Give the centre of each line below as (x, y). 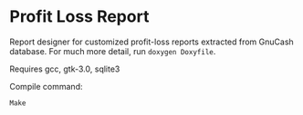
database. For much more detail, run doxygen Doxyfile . (113, 51)
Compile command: (46, 86)
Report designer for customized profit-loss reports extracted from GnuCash (151, 42)
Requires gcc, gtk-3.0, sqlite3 (65, 69)
